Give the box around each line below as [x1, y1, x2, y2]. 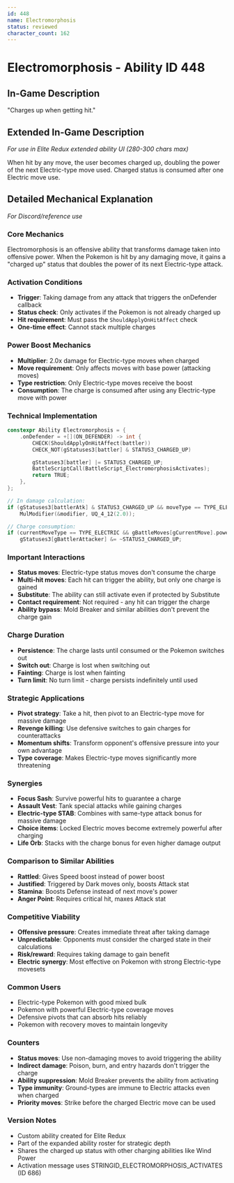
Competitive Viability [7, 912, 81, 922]
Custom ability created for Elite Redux [17, 1131, 126, 1140]
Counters [7, 1038, 40, 1048]
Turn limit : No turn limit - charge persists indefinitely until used [17, 675, 198, 684]
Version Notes [7, 1115, 57, 1125]
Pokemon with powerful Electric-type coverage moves [17, 1006, 174, 1014]
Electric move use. [7, 173, 61, 182]
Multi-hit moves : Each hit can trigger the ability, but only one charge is [17, 575, 221, 584]
